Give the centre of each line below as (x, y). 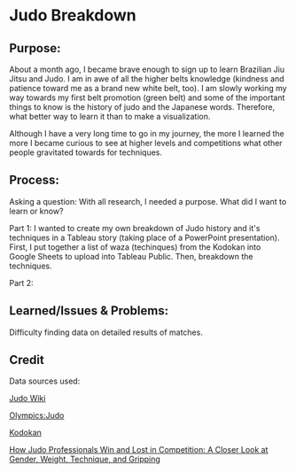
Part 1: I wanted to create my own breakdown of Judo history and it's (135, 228)
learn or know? (36, 211)
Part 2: (21, 283)
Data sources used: (45, 381)
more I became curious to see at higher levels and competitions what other (146, 143)
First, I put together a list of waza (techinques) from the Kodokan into (135, 247)
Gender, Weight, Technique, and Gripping (85, 459)
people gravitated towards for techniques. (86, 152)
